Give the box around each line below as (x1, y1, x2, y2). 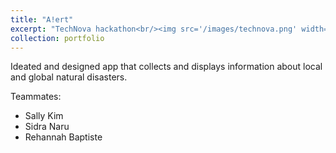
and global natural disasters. (10, 71, 128, 83)
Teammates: (10, 91, 62, 103)
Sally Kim (24, 110, 64, 122)
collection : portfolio (10, 33, 105, 43)
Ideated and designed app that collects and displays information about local (10, 61, 323, 73)
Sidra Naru (24, 121, 70, 133)
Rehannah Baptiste (24, 131, 103, 143)
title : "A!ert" (10, 14, 74, 25)
